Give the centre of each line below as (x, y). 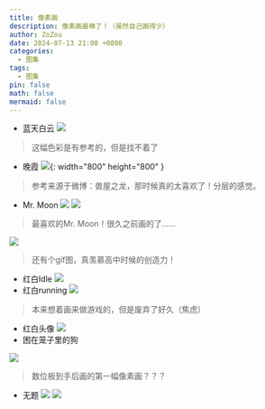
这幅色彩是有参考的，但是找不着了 (95, 148)
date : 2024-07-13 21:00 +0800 (66, 43)
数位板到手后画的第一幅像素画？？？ (99, 376)
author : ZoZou (36, 34)
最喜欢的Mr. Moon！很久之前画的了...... (103, 224)
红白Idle (37, 279)
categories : (32, 51)
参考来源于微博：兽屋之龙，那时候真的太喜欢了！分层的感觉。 (146, 186)
